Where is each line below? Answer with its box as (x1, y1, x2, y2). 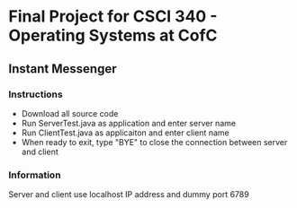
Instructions (8, 88, 64, 100)
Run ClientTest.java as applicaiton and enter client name (21, 127, 230, 138)
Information (8, 169, 61, 181)
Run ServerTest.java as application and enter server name (21, 117, 236, 128)
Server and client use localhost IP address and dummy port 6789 (8, 189, 249, 200)
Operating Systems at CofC (8, 25, 218, 46)
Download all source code (21, 108, 119, 118)
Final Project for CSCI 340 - (8, 6, 218, 27)
